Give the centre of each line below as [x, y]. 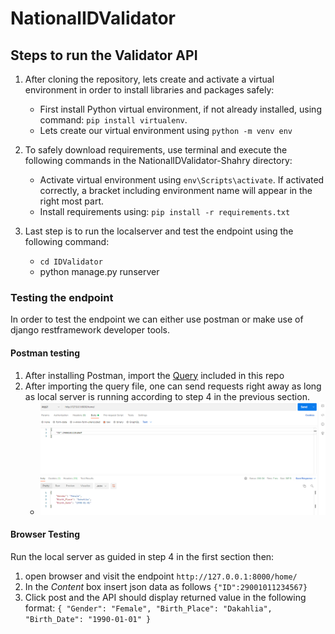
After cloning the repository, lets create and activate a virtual [149, 79]
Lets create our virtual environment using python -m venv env [166, 130]
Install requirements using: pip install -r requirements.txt [165, 211]
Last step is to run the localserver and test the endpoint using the [159, 231]
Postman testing [45, 353]
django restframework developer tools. [90, 330]
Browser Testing [45, 534]
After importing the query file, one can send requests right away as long [173, 386]
